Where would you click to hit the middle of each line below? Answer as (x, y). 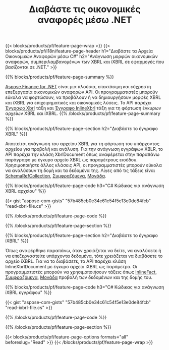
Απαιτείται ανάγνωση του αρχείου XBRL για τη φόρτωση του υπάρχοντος (82, 144)
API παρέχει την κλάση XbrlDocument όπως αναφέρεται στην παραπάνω (82, 154)
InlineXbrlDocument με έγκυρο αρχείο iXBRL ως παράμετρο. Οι (71, 267)
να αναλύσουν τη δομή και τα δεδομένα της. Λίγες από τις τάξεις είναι (80, 170)
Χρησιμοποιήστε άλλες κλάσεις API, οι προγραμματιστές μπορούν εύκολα (84, 165)
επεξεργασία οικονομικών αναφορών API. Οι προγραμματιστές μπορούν (81, 92)
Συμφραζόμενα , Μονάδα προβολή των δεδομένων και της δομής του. (79, 277)
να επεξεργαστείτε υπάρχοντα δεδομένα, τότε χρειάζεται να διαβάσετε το (84, 256)
